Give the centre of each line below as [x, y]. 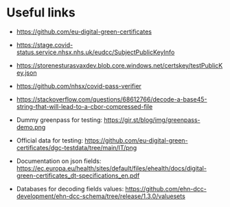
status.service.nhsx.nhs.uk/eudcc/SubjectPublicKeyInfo [95, 52]
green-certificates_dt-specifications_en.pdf [78, 175]
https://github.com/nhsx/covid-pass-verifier [79, 86]
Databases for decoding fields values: [70, 188]
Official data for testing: [50, 140]
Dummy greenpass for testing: [59, 120]
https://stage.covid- [45, 45]
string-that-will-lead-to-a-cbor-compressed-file [84, 106]
